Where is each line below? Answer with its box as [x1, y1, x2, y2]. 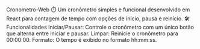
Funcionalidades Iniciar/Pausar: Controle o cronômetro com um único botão [6, 24, 195, 30]
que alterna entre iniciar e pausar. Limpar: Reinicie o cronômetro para [6, 30, 179, 37]
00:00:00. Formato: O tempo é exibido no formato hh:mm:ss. [6, 36, 157, 43]
